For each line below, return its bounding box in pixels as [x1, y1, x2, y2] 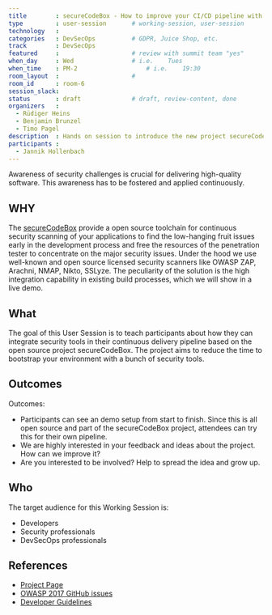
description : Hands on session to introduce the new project [8, 132, 227, 140]
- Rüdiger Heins [15, 110, 70, 118]
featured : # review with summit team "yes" [8, 49, 244, 57]
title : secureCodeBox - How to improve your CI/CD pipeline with [8, 11, 263, 20]
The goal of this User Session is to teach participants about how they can [8, 329, 253, 337]
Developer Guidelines [19, 597, 92, 607]
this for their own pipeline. [19, 431, 108, 441]
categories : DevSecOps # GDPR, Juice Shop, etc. [8, 34, 219, 43]
